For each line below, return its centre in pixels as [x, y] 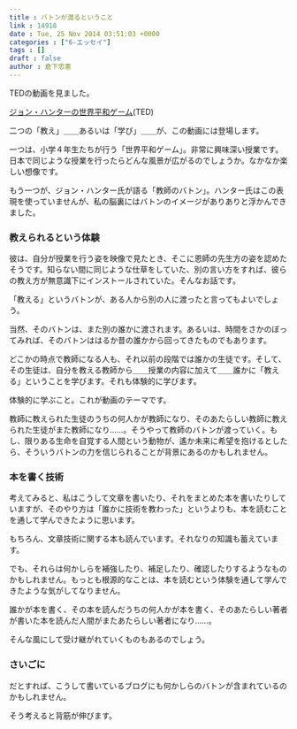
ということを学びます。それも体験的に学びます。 [113, 381]
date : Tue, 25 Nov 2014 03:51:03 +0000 [85, 34]
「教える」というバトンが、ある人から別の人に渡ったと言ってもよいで [136, 299]
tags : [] [27, 50]
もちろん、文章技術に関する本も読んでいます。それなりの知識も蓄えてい [140, 539]
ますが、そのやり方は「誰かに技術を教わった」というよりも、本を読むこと [152, 509]
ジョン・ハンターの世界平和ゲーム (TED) [82, 111]
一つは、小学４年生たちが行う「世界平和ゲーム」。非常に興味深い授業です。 [146, 149]
